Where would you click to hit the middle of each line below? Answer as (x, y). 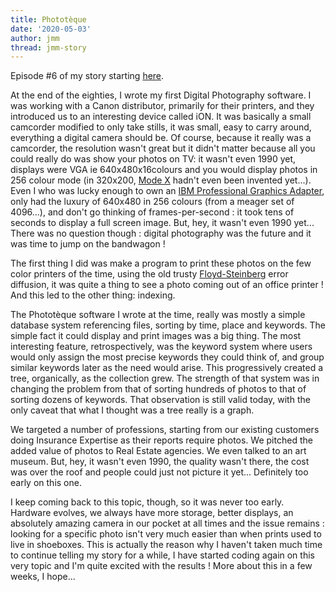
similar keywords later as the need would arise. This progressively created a (167, 368)
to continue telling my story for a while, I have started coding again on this (162, 555)
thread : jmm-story (48, 47)
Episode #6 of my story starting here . (87, 76)
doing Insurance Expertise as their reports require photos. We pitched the (161, 440)
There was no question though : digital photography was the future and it (161, 233)
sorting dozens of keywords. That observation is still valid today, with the (160, 400)
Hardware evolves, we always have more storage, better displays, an (152, 513)
